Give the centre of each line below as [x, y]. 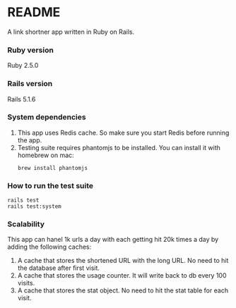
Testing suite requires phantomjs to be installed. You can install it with [119, 147]
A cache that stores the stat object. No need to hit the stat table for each [123, 290]
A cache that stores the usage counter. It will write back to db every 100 [122, 276]
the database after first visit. [59, 268]
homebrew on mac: [46, 155]
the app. [30, 140]
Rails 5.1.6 [22, 99]
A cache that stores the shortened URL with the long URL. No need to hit [123, 261]
